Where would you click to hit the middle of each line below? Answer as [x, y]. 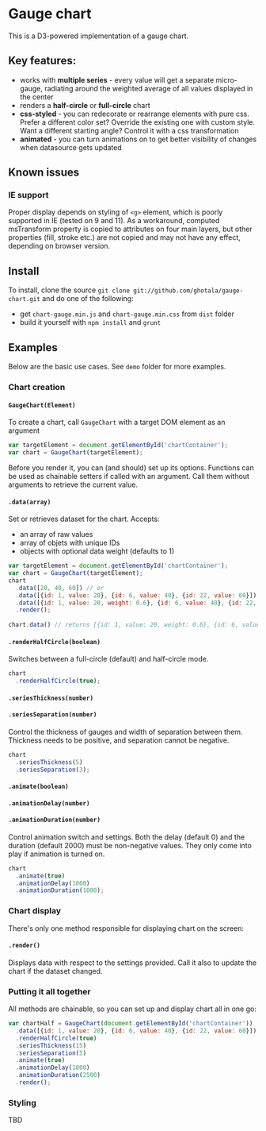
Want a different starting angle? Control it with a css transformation [129, 130]
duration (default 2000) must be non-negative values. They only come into [130, 845]
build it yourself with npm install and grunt [90, 322]
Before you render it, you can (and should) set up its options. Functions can [131, 467]
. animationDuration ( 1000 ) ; [60, 890]
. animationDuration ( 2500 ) [58, 1075]
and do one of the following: [88, 299]
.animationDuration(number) [55, 820]
